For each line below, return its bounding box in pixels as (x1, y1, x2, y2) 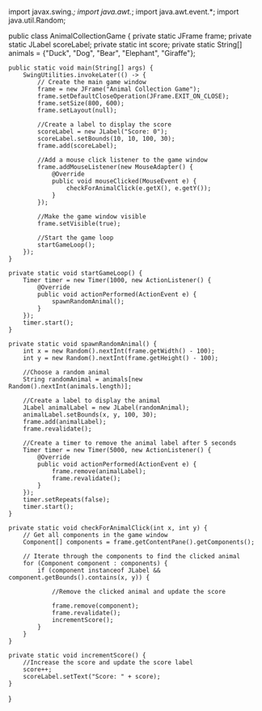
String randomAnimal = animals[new (23, 375, 143, 383)
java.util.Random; (8, 15, 66, 25)
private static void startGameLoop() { (8, 269, 143, 277)
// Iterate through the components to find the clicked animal (23, 552, 241, 561)
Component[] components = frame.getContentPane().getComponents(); (23, 538, 255, 546)
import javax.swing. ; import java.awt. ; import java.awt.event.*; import (8, 7, 239, 16)
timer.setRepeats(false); (23, 496, 111, 504)
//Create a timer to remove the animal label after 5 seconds (23, 439, 237, 447)
